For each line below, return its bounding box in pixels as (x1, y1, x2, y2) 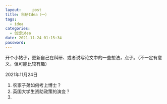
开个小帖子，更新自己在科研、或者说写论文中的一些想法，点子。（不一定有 (5, 54, 158, 60)
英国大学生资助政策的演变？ (12, 88, 71, 94)
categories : (5, 26, 30, 31)
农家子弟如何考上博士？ (12, 82, 62, 88)
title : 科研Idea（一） (5, 12, 49, 17)
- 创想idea (10, 31, 31, 36)
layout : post (5, 7, 42, 13)
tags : (5, 17, 17, 22)
